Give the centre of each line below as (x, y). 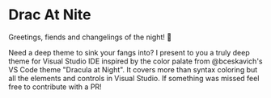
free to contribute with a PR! (55, 87)
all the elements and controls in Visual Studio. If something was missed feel (134, 78)
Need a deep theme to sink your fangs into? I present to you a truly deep (129, 52)
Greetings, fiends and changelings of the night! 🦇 (90, 37)
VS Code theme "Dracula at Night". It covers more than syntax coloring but (133, 69)
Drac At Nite (50, 15)
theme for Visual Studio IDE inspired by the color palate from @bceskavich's (135, 61)
